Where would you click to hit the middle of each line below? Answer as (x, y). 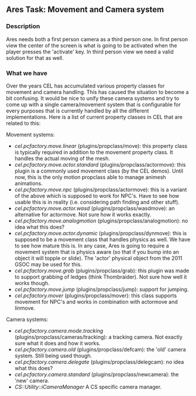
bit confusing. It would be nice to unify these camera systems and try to (93, 98)
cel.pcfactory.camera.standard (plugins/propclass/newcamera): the (97, 374)
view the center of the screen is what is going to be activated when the (92, 45)
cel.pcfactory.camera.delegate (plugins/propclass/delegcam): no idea (99, 362)
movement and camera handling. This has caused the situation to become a (97, 92)
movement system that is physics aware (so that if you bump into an (97, 252)
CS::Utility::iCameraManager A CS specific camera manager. (88, 387)
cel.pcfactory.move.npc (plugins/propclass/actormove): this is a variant (101, 189)
